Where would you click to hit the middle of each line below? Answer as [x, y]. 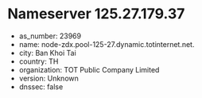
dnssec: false [41, 86]
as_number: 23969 [50, 36]
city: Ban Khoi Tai [47, 53]
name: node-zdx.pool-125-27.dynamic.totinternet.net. [107, 44]
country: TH [39, 61]
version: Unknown [49, 78]
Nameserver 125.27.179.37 [96, 14]
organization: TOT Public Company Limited [89, 69]
